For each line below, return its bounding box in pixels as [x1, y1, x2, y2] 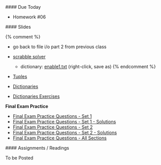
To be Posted [5, 155, 33, 161]
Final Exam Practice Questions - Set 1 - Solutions [12, 119, 116, 125]
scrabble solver [12, 54, 46, 59]
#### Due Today [5, 4, 41, 10]
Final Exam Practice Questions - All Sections [12, 135, 107, 141]
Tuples [12, 73, 27, 79]
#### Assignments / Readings [5, 145, 69, 151]
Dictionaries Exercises [12, 93, 60, 99]
